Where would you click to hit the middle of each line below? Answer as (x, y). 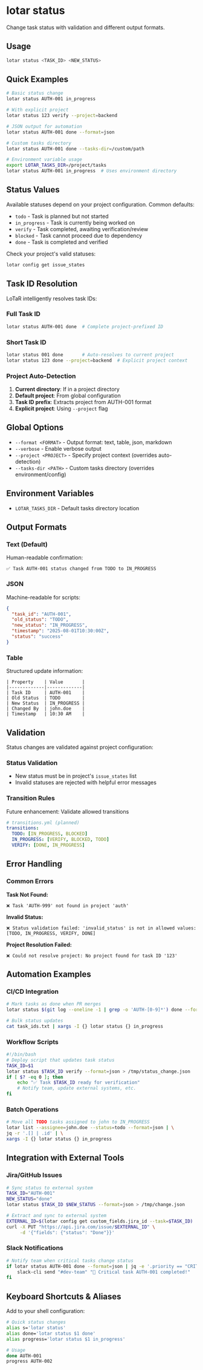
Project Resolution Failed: (39, 945)
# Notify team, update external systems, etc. (77, 1088)
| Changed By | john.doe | (46, 709)
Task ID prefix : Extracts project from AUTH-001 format (83, 402)
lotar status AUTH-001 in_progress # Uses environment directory (92, 171)
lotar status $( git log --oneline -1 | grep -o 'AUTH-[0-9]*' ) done (94, 1010)
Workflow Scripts (32, 1042)
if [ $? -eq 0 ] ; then (35, 1077)
